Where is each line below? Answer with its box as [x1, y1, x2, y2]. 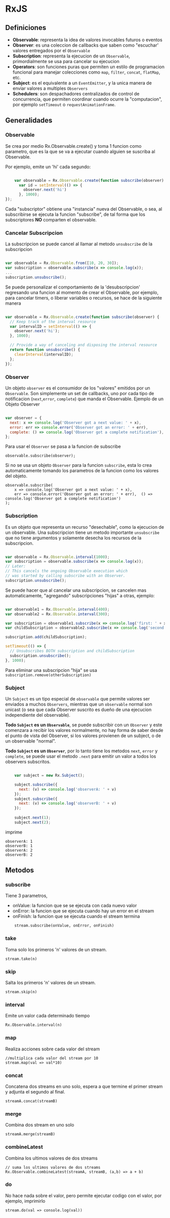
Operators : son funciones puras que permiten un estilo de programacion [12, 64, 165, 70]
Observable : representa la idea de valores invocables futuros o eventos [12, 37, 163, 43]
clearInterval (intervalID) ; [14, 351, 73, 357]
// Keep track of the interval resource [10, 319, 96, 324]
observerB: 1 [5, 843, 33, 848]
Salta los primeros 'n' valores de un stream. [5, 980, 96, 986]
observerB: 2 [5, 852, 33, 857]
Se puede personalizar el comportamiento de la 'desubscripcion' [5, 284, 141, 290]
